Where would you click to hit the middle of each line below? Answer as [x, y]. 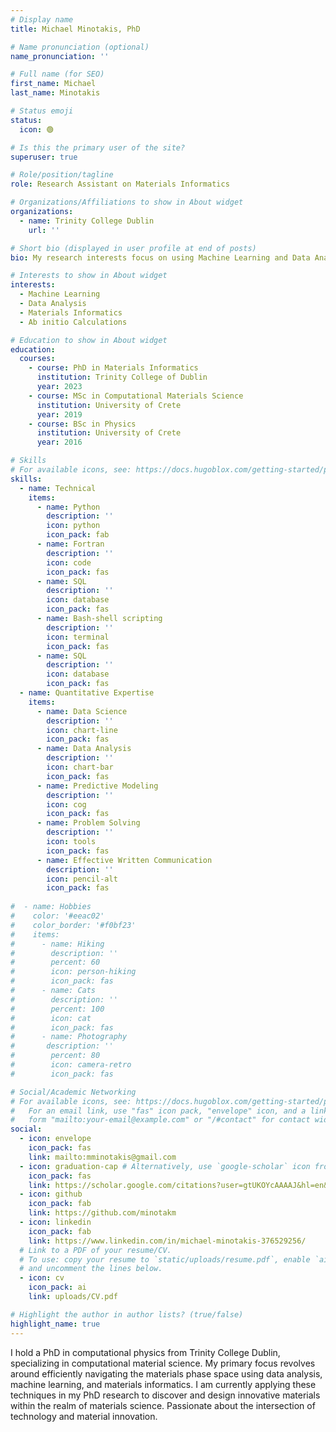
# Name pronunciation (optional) [80, 47]
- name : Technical [58, 488]
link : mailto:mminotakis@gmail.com [102, 1157]
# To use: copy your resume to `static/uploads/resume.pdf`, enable [165, 1259]
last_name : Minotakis [55, 93]
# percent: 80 [55, 1056]
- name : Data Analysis [84, 749]
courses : [37, 359]
